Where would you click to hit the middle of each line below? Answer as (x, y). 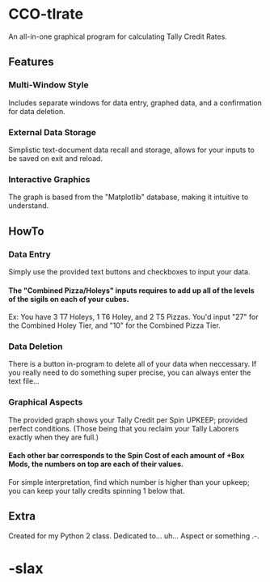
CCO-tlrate (46, 14)
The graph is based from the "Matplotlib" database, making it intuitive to (129, 197)
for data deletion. (37, 111)
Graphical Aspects (46, 402)
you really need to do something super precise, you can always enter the (130, 372)
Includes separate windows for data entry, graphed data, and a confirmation (135, 103)
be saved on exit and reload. (56, 158)
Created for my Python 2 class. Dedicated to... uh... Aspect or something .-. (134, 536)
